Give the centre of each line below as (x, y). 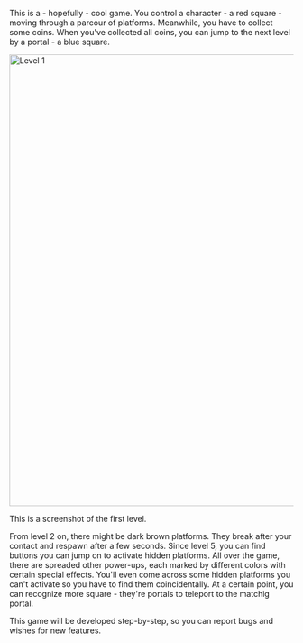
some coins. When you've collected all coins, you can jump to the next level (150, 32)
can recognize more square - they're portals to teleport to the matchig (140, 594)
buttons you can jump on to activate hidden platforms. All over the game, (144, 555)
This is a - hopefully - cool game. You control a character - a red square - (146, 13)
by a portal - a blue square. (60, 42)
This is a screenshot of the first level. (78, 519)
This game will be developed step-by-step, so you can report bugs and (141, 621)
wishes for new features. (55, 630)
